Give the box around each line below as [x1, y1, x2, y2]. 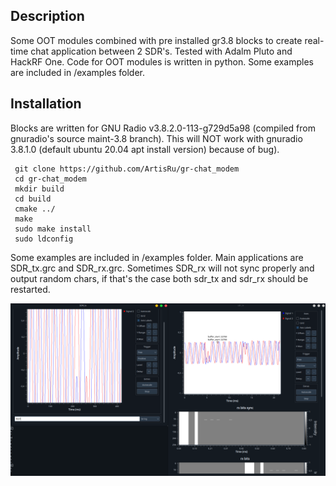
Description [10, 8, 85, 25]
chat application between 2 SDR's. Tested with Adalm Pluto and [30, 45, 293, 57]
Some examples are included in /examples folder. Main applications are [10, 251, 304, 263]
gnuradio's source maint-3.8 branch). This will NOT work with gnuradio [10, 132, 303, 144]
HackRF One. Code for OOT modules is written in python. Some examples [10, 55, 314, 68]
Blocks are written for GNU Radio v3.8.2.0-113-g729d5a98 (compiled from [10, 122, 316, 134]
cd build [14, 194, 52, 204]
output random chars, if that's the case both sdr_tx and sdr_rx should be [10, 272, 309, 284]
